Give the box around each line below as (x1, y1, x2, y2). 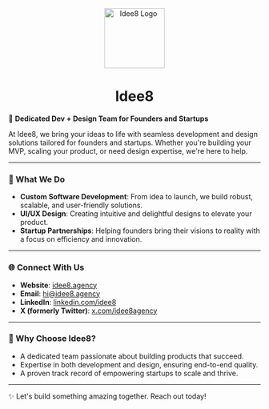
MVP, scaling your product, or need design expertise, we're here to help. (8, 146, 248, 155)
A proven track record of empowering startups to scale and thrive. (19, 368, 239, 378)
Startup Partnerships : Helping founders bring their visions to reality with (19, 226, 260, 235)
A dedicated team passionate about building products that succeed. (19, 351, 244, 361)
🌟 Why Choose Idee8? (8, 333, 96, 344)
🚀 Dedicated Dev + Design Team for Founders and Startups (8, 114, 209, 123)
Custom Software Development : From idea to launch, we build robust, (19, 192, 254, 202)
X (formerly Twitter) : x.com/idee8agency (19, 306, 158, 315)
